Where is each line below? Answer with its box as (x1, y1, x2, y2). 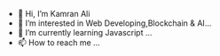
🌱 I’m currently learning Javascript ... (17, 28, 153, 37)
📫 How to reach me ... (17, 37, 100, 48)
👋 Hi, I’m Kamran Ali (17, 9, 90, 19)
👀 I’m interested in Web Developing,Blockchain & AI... (17, 18, 212, 28)
